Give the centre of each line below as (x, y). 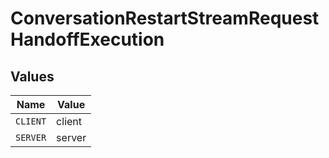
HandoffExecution (87, 39)
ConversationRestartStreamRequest (165, 18)
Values (32, 76)
